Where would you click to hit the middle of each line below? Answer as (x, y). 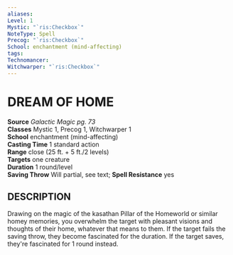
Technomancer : (28, 60)
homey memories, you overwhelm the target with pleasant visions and (110, 222)
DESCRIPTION (39, 196)
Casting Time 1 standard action (53, 144)
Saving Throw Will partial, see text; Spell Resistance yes (91, 174)
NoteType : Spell (31, 34)
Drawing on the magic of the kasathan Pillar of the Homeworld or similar (113, 214)
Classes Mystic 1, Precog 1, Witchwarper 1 (69, 129)
